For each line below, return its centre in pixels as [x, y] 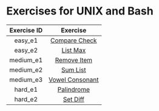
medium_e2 [26, 69]
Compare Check [74, 40]
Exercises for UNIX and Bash [80, 11]
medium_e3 [26, 80]
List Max [74, 50]
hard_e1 [26, 89]
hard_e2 [26, 99]
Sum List [74, 69]
